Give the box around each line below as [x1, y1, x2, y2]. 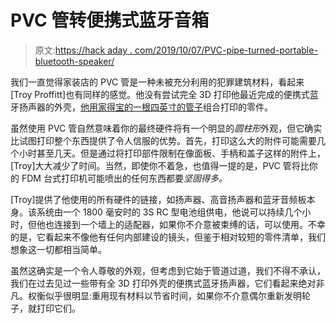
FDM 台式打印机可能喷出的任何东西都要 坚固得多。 [21, 172, 228, 184]
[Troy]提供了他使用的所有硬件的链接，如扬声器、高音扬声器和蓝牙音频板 [10, 193, 307, 205]
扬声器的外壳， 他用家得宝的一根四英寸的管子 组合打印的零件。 [18, 101, 273, 113]
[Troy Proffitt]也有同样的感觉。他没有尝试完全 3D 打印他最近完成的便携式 [10, 88, 310, 100]
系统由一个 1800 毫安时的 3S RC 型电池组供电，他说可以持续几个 [36, 206, 303, 218]
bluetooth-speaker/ [34, 55, 115, 67]
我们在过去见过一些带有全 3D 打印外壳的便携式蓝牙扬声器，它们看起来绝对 [10, 277, 317, 289]
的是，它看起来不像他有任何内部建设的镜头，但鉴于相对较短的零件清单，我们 [10, 231, 326, 243]
